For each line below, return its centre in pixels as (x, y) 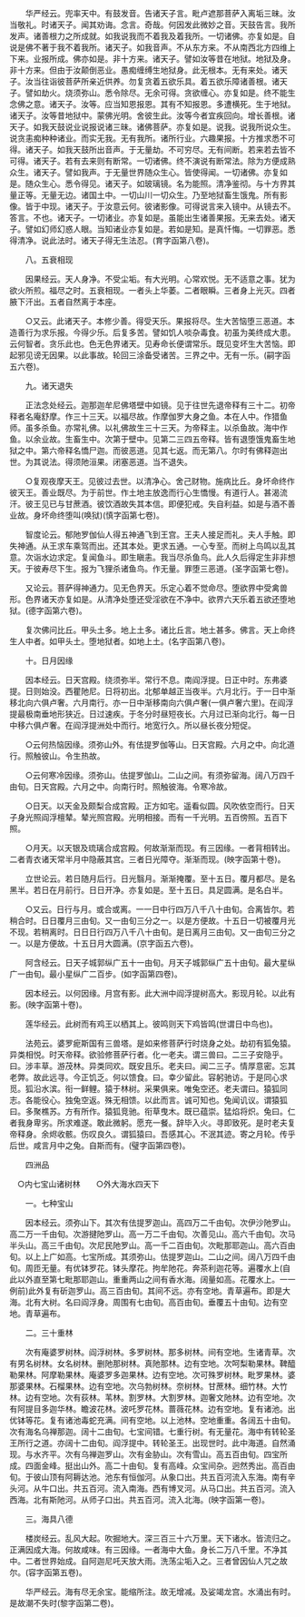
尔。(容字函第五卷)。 (49, 1572)
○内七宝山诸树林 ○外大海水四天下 (88, 1184)
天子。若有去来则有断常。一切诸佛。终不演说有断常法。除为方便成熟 (168, 161)
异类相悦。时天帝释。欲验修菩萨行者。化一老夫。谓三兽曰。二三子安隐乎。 (148, 1055)
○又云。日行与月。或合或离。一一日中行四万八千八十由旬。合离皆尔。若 (160, 909)
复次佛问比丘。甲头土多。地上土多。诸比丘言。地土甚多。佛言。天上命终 (160, 630)
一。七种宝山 (49, 1203)
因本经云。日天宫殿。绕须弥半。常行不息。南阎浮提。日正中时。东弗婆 (156, 680)
